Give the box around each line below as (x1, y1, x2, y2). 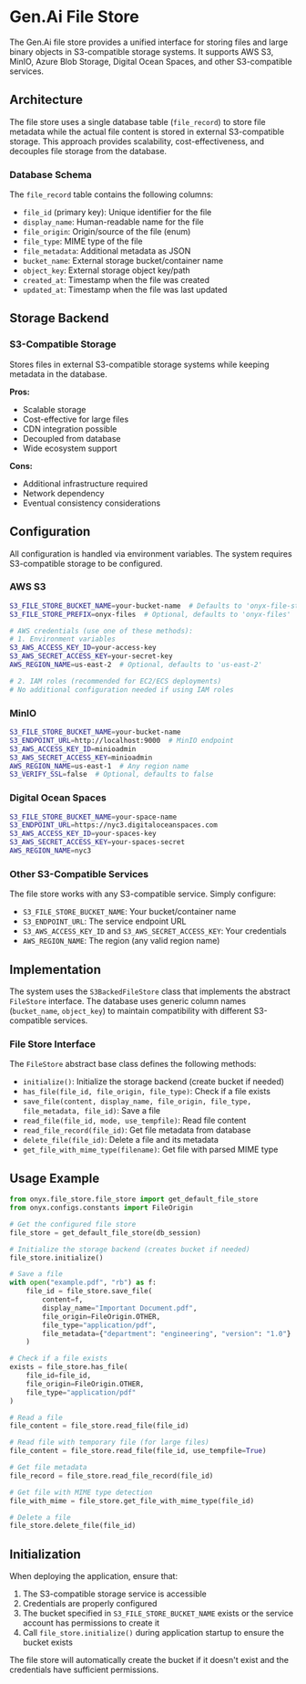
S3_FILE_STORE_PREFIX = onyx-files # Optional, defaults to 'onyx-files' (9, 610, 291, 619)
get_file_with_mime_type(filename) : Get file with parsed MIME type (22, 1144, 279, 1156)
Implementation (9, 961, 102, 978)
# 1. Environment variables (9, 634, 117, 644)
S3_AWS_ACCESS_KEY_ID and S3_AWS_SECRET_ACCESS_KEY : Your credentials (22, 926, 287, 936)
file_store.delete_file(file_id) (9, 1522, 137, 1531)
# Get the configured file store (9, 1219, 137, 1229)
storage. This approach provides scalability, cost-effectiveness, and (9, 135, 265, 147)
